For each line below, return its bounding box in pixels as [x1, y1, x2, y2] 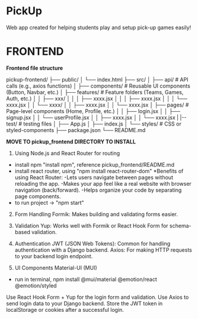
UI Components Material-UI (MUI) [14, 264, 97, 271]
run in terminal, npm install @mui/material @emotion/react [14, 276, 157, 283]
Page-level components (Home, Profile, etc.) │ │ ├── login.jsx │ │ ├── [6, 107, 181, 114]
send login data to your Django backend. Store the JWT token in [6, 299, 163, 307]
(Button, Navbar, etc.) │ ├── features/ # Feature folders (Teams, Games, [6, 88, 184, 96]
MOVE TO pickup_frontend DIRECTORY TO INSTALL [6, 138, 136, 145]
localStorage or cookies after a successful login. [6, 306, 124, 313]
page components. [14, 192, 61, 200]
